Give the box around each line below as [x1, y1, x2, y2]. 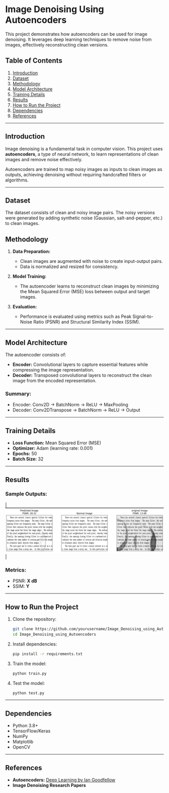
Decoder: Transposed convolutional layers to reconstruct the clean [12, 372, 152, 378]
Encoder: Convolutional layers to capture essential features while [12, 361, 148, 367]
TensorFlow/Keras [12, 728, 51, 734]
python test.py [12, 690, 45, 695]
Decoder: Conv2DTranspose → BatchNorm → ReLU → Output [12, 407, 141, 413]
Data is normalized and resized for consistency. [20, 264, 119, 270]
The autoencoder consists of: [5, 352, 66, 357]
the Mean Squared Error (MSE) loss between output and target [20, 289, 150, 295]
